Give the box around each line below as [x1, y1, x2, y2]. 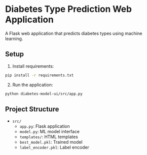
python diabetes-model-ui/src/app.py [5, 91, 83, 96]
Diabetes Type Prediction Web [5, 3, 132, 15]
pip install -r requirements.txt [5, 73, 74, 78]
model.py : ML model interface [19, 129, 80, 135]
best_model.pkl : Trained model [19, 139, 83, 145]
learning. [5, 36, 23, 42]
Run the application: [12, 82, 53, 88]
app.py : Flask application [19, 123, 70, 129]
